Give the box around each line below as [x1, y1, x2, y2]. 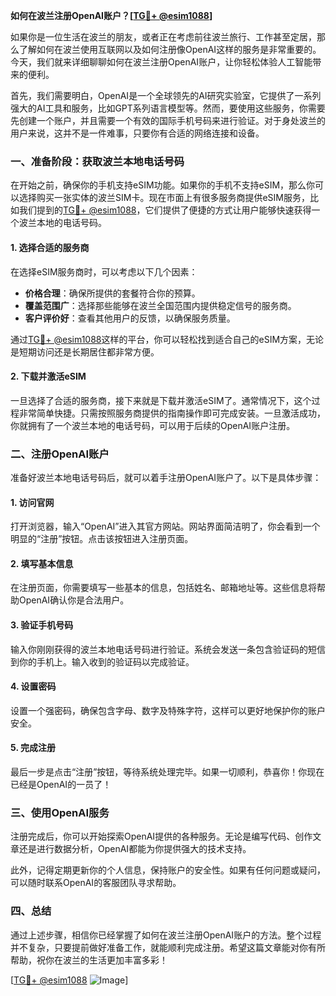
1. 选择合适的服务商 [10, 241, 90, 253]
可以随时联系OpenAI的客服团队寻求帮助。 [10, 877, 182, 889]
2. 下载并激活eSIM [10, 370, 87, 383]
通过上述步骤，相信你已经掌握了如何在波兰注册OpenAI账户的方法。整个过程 [10, 929, 322, 941]
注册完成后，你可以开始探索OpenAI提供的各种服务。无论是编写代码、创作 [10, 830, 313, 843]
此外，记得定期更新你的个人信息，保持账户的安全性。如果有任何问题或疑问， [10, 864, 326, 876]
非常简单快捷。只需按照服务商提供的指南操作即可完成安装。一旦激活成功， [18, 407, 326, 419]
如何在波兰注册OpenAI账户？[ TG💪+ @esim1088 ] [10, 10, 213, 21]
